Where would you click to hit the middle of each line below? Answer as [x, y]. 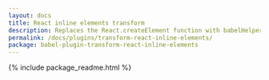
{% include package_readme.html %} [70, 67]
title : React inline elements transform [77, 23]
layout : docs [30, 15]
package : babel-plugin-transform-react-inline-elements [103, 45]
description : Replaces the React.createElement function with [114, 30]
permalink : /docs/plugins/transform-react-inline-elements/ [111, 38]
